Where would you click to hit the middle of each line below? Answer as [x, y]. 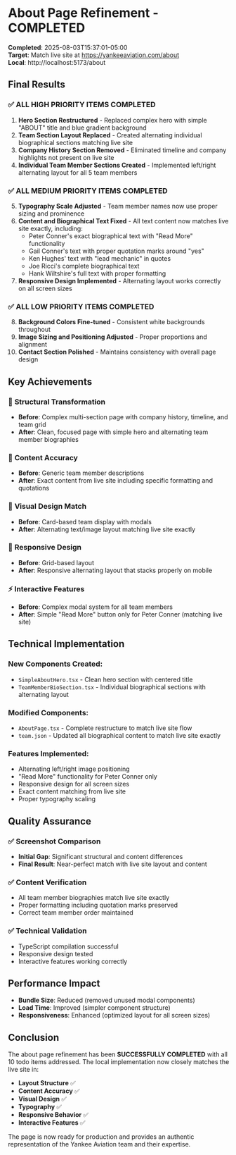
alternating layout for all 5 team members [78, 172]
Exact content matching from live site [72, 791]
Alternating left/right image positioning [74, 769]
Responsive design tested [55, 953]
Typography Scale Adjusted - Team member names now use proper [118, 206]
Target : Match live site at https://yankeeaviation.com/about [94, 55]
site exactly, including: [50, 228]
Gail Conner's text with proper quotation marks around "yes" [116, 251]
